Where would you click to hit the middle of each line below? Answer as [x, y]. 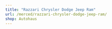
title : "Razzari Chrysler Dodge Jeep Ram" [50, 10]
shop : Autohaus [21, 19]
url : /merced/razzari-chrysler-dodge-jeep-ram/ [56, 14]
